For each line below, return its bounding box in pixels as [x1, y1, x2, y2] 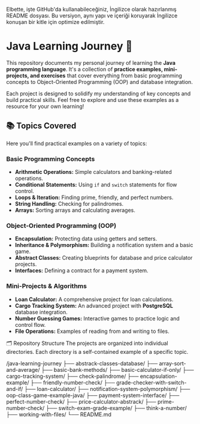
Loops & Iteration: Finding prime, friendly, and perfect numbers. [14, 194, 174, 201]
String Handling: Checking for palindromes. [14, 200, 124, 208]
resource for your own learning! [6, 103, 84, 110]
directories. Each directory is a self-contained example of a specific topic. [6, 348, 189, 355]
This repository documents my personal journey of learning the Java [6, 59, 175, 66]
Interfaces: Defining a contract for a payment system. [14, 267, 149, 274]
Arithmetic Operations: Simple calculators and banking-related [14, 169, 172, 176]
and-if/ [6, 385, 23, 392]
